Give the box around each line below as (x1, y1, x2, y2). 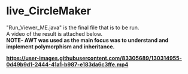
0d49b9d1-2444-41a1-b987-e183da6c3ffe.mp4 (6, 61, 129, 68)
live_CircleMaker (6, 4, 92, 18)
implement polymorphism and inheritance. (6, 43, 115, 50)
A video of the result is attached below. (6, 30, 103, 37)
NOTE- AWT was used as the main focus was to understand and (6, 36, 169, 44)
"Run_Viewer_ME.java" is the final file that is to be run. (6, 24, 140, 31)
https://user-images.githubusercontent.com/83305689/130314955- (6, 54, 182, 61)
